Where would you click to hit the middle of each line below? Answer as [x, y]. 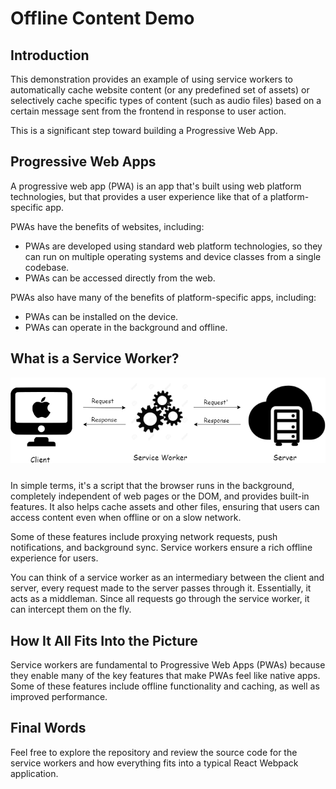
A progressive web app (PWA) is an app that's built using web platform [156, 186]
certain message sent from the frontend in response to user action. [148, 111]
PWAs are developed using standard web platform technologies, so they [173, 246]
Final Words [48, 728]
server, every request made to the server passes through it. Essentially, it [161, 588]
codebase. [47, 267]
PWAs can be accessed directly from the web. [120, 278]
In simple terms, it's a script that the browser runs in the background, [152, 486]
